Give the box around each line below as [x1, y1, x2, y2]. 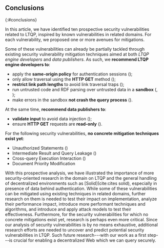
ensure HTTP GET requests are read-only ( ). [12, 121, 102, 127]
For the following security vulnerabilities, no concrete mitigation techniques [5, 130, 159, 136]
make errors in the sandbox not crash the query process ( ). [12, 97, 133, 103]
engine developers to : [5, 61, 50, 67]
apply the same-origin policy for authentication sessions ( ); [12, 71, 133, 77]
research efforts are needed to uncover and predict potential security [5, 227, 144, 233]
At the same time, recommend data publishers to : [5, 106, 106, 112]
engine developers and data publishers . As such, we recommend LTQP [5, 56, 149, 62]
